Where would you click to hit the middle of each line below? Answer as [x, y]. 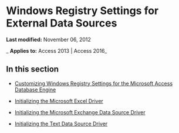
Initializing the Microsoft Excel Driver [59, 101]
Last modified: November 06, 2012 [48, 39]
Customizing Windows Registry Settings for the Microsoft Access [94, 83]
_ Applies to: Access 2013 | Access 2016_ [57, 50]
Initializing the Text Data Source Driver [61, 124]
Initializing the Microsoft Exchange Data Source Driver [80, 112]
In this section [33, 69]
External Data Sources [62, 23]
